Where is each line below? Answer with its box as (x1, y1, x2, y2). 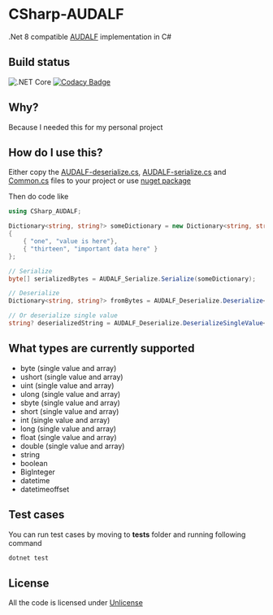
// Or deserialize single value (8, 312, 118, 320)
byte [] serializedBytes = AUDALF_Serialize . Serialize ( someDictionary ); (8, 274, 256, 283)
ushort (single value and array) (19, 372, 123, 382)
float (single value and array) (19, 432, 117, 442)
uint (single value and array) (19, 380, 115, 390)
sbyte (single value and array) (19, 398, 120, 408)
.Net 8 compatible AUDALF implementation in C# (8, 32, 172, 41)
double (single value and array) (19, 441, 125, 451)
